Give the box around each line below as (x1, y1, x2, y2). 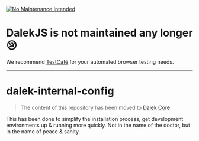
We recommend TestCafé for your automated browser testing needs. (6, 58, 174, 65)
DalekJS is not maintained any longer (6, 27, 193, 40)
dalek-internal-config (6, 84, 114, 98)
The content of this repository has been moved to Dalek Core (20, 104, 171, 111)
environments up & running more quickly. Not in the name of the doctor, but (6, 122, 191, 129)
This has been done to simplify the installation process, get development (6, 115, 184, 122)
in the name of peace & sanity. (6, 127, 81, 135)
